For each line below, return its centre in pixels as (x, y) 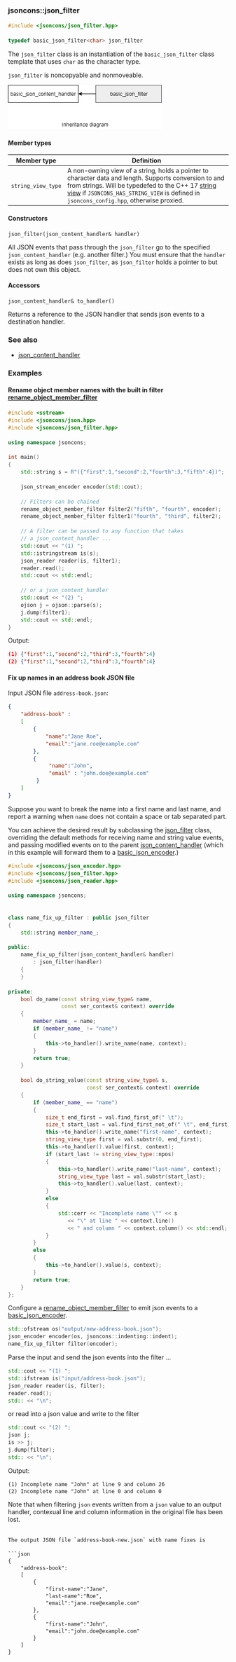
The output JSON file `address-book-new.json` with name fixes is (107, 1540)
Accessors (24, 285)
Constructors (28, 218)
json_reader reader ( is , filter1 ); (71, 561)
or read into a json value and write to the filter (74, 1414)
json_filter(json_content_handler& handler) (74, 234)
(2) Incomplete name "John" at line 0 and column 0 (85, 1491)
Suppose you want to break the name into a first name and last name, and (114, 809)
